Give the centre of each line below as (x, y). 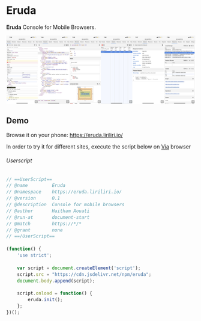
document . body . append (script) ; (56, 281)
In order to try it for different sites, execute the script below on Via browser (99, 147)
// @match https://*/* (44, 224)
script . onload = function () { (55, 293)
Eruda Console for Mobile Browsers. (51, 27)
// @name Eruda (36, 186)
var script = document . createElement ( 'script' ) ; (79, 268)
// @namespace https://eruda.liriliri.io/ (64, 192)
